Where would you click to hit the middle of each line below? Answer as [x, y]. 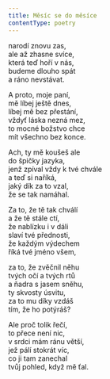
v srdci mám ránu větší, [46, 341]
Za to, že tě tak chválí [43, 209]
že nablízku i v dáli [38, 226]
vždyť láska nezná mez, [47, 120]
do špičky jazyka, [37, 160]
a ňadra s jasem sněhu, [46, 284]
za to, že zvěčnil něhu [44, 267]
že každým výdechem [44, 243]
